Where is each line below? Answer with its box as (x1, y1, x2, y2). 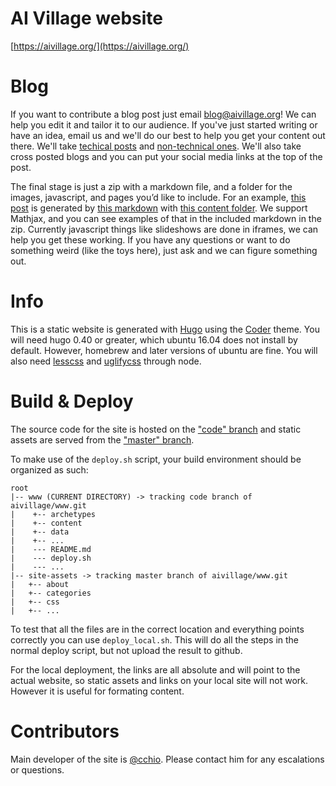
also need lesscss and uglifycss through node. (10, 355, 202, 367)
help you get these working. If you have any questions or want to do (10, 233, 291, 246)
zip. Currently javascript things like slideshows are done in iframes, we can (10, 223, 319, 235)
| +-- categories (10, 588, 92, 598)
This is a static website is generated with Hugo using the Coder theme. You (10, 323, 320, 335)
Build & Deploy (10, 390, 134, 412)
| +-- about (10, 579, 70, 589)
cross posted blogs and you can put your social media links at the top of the (10, 150, 323, 162)
